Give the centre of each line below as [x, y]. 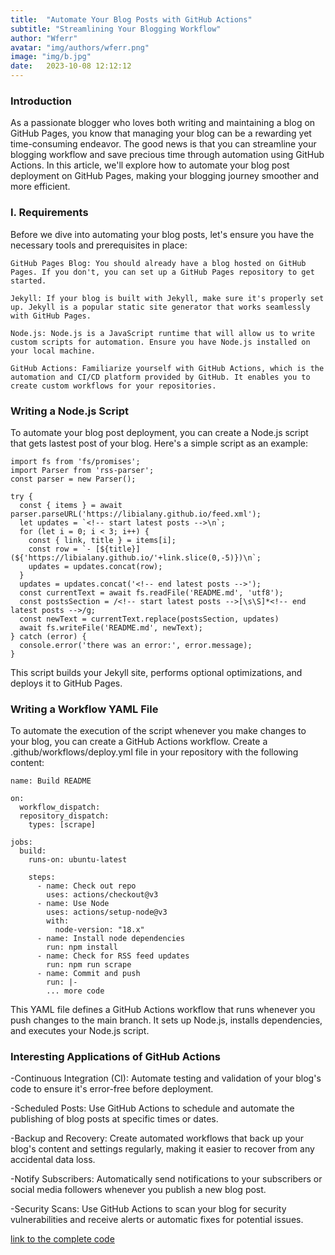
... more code [75, 991]
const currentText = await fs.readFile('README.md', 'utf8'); [151, 592]
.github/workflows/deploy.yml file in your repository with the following [154, 752]
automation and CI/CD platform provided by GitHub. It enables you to [160, 377]
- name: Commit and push [88, 974]
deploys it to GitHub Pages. [66, 683]
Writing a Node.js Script [70, 411]
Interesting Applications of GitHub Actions [116, 1057]
